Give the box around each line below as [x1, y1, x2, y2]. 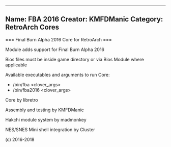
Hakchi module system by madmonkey [5, 116, 87, 122]
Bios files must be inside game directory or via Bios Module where [5, 56, 144, 62]
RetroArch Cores [5, 23, 60, 32]
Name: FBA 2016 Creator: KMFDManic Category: [5, 15, 163, 23]
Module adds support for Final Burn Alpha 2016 [5, 46, 105, 53]
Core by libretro [5, 96, 38, 103]
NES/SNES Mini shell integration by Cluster [5, 126, 95, 133]
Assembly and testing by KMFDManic [5, 107, 84, 113]
